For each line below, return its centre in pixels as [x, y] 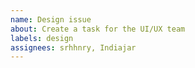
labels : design [42, 38]
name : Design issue [51, 19]
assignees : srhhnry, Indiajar [73, 47]
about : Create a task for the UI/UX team [98, 29]
